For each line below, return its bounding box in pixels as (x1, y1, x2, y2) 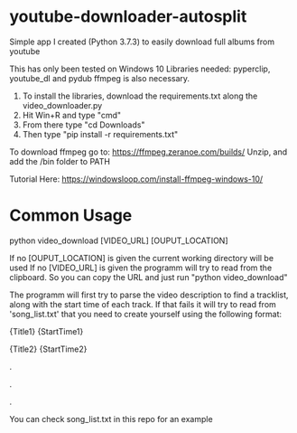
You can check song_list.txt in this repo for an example (9, 413, 214, 424)
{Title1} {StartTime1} (9, 325, 84, 336)
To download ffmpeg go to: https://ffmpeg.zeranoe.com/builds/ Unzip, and (9, 146, 288, 157)
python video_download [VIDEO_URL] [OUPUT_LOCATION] (9, 235, 228, 246)
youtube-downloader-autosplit (9, 6, 247, 27)
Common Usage (9, 205, 133, 226)
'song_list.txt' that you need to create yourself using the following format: (9, 308, 283, 319)
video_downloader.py (22, 99, 103, 110)
